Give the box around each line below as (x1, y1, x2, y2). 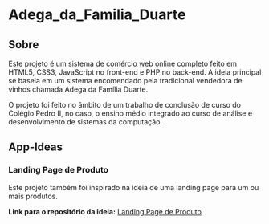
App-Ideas (8, 141, 63, 154)
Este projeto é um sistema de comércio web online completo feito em (8, 59, 238, 68)
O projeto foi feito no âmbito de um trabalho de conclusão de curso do (8, 100, 241, 109)
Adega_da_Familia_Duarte (8, 6, 186, 24)
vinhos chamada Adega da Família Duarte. (8, 84, 149, 94)
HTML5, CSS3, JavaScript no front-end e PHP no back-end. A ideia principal (8, 67, 262, 77)
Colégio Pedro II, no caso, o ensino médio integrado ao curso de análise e (8, 108, 253, 118)
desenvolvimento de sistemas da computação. (8, 117, 163, 126)
